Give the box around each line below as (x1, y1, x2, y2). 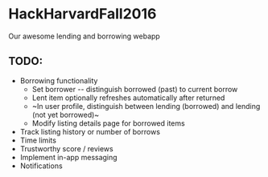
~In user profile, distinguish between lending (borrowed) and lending (31, 101, 261, 111)
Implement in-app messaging (19, 152, 118, 162)
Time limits (19, 135, 56, 145)
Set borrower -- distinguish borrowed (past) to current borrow (31, 84, 238, 94)
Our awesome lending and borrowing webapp (8, 31, 161, 41)
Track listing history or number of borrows (19, 127, 161, 136)
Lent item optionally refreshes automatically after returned (31, 93, 225, 103)
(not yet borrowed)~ (31, 110, 100, 119)
